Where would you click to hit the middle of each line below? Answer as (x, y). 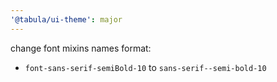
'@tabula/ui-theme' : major (66, 19)
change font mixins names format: (81, 48)
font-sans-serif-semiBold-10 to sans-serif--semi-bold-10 (145, 67)
